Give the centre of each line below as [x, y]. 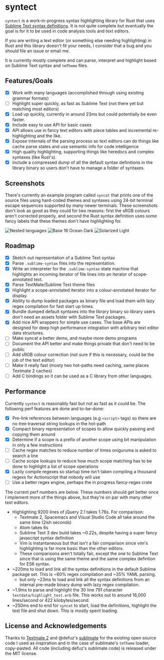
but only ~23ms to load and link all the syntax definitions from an [84, 579]
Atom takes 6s [34, 528]
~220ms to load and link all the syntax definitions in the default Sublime [84, 569]
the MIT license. [21, 653]
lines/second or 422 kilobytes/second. [51, 600]
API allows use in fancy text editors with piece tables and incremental [82, 130]
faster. [19, 119]
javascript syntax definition [47, 538]
